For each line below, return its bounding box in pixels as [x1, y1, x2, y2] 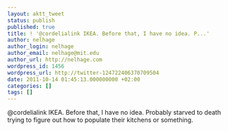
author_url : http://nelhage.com [7, 56, 102, 63]
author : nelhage [7, 37, 55, 44]
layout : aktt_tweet [7, 10, 65, 18]
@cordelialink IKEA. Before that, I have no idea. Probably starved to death [7, 108, 221, 117]
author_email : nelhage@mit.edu [7, 50, 100, 57]
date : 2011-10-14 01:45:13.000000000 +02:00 [7, 75, 140, 83]
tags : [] [7, 89, 33, 96]
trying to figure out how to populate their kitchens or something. [7, 116, 193, 124]
